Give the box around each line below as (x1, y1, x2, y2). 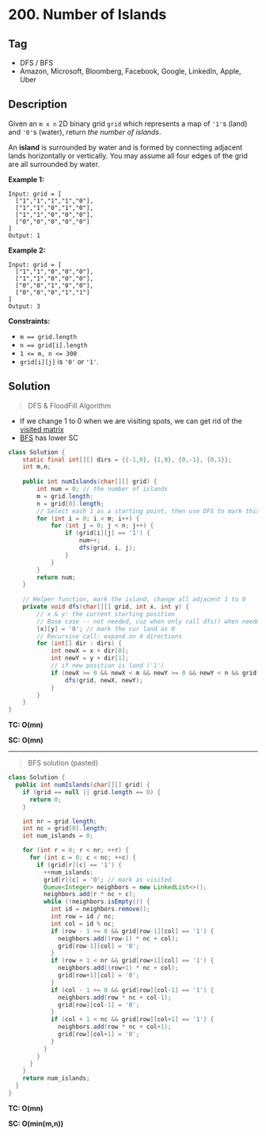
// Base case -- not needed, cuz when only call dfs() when (36, 617, 239, 625)
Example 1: (8, 174, 45, 184)
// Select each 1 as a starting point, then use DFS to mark (36, 507, 243, 515)
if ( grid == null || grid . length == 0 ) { (22, 788, 161, 796)
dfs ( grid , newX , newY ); (64, 676, 144, 684)
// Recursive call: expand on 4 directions (36, 632, 182, 640)
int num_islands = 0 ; (22, 832, 93, 840)
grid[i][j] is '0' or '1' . (19, 356, 99, 366)
